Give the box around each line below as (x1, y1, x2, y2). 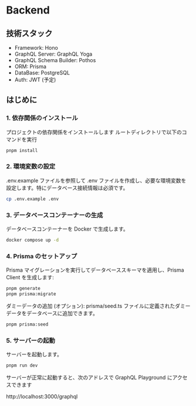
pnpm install (6, 147, 38, 153)
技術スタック (6, 28, 53, 38)
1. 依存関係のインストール (6, 114, 78, 122)
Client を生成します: (6, 274, 54, 281)
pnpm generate (6, 286, 41, 292)
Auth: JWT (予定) (14, 76, 56, 83)
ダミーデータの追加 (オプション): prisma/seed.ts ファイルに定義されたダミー (6, 302, 191, 309)
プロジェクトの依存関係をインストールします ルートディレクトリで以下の (6, 128, 182, 136)
